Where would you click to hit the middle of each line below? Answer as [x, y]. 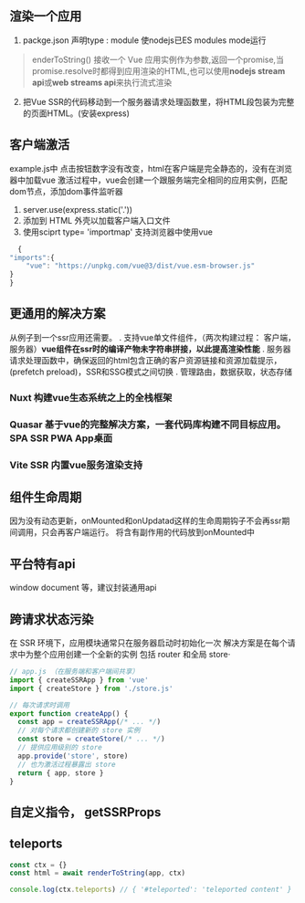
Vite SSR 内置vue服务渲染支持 [76, 465]
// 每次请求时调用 [40, 705]
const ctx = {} [38, 865]
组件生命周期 [46, 497]
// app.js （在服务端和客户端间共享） [74, 672]
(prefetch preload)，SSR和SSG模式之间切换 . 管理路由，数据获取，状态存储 [151, 372]
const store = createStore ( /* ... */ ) [92, 739]
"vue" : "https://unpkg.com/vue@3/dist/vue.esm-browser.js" [141, 266]
